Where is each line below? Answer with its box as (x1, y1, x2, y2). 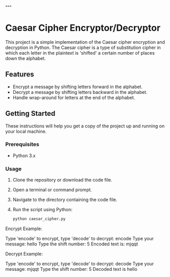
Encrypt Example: (5, 225, 42, 232)
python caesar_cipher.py (12, 216, 66, 221)
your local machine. (5, 128, 47, 134)
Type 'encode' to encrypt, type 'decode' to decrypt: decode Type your (5, 261, 154, 267)
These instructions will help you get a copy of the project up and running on (5, 122, 165, 129)
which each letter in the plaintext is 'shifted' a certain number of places (5, 49, 155, 56)
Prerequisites (5, 141, 39, 148)
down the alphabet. (5, 55, 46, 61)
